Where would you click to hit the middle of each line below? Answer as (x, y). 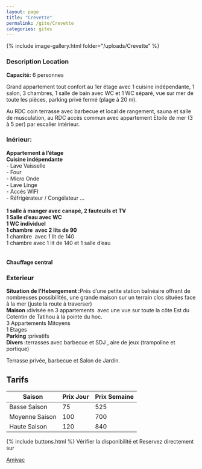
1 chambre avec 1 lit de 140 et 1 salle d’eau (58, 243)
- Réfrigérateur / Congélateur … (46, 198)
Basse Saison (28, 407)
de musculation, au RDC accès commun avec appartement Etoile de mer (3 (99, 117)
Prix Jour (76, 396)
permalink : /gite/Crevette (40, 23)
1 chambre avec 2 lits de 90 (42, 230)
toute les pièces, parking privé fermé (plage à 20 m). (72, 99)
